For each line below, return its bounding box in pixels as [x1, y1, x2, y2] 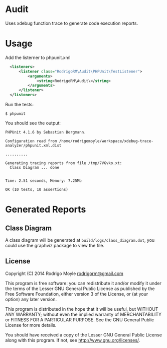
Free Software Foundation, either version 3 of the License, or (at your [5, 291, 148, 297]
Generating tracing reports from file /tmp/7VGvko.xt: [5, 161, 122, 166]
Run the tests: [5, 102, 34, 107]
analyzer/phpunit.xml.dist [5, 143, 62, 148]
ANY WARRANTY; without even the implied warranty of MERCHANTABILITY [5, 311, 162, 317]
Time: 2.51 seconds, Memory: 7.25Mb [5, 178, 82, 183]
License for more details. [5, 322, 57, 328]
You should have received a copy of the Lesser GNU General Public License [5, 331, 162, 338]
